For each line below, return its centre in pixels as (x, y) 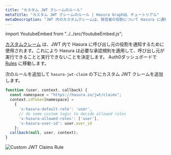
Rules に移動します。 (27, 64)
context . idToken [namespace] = (42, 100)
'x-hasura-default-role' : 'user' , (55, 109)
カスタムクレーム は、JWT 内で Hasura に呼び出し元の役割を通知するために (85, 44)
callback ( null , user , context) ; (44, 133)
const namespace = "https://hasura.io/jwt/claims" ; (66, 95)
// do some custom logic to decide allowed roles (72, 114)
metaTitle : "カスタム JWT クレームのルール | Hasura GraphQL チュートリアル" (82, 15)
